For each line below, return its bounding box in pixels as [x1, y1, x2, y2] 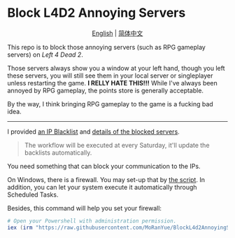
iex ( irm [7, 224, 33, 231]
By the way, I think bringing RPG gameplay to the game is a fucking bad [7, 99, 213, 108]
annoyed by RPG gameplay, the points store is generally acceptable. [7, 86, 204, 94]
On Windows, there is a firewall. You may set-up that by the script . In [7, 175, 205, 183]
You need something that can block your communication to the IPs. [7, 162, 201, 170]
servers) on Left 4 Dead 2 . [7, 50, 84, 59]
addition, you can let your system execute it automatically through [7, 183, 197, 191]
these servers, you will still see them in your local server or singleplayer [7, 71, 213, 80]
